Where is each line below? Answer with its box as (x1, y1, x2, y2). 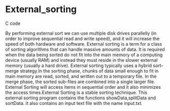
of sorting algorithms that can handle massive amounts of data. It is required (5, 46, 165, 52)
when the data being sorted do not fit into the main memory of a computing (5, 52, 163, 58)
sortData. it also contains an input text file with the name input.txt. (5, 100, 143, 106)
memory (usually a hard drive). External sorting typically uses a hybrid (5, 62, 152, 68)
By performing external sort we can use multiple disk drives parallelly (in (5, 30, 157, 36)
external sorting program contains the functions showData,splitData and (5, 95, 156, 101)
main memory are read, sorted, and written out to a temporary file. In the (5, 73, 157, 79)
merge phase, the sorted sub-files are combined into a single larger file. (5, 79, 156, 85)
